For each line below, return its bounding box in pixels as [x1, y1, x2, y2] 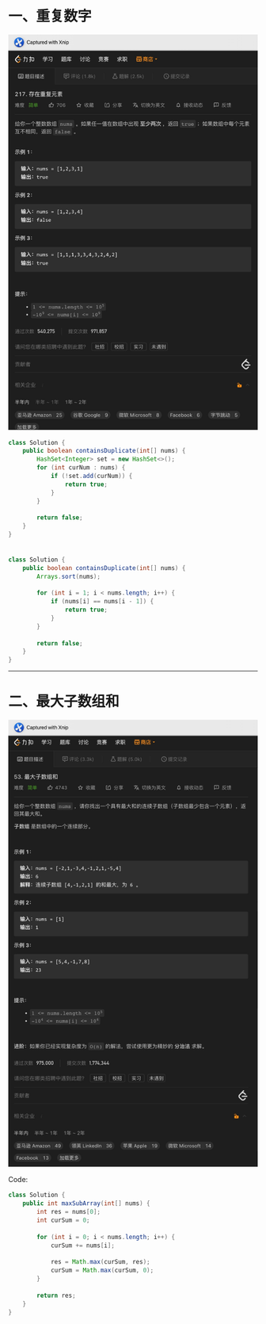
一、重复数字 [8, 7, 93, 25]
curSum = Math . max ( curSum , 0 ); [50, 1266, 154, 1275]
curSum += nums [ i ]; [50, 1242, 115, 1249]
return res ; [36, 1291, 77, 1299]
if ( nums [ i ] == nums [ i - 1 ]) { [50, 598, 154, 606]
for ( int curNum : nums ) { [36, 464, 126, 472]
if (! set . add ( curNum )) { [50, 473, 133, 480]
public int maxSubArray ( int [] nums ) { [22, 1200, 150, 1207]
